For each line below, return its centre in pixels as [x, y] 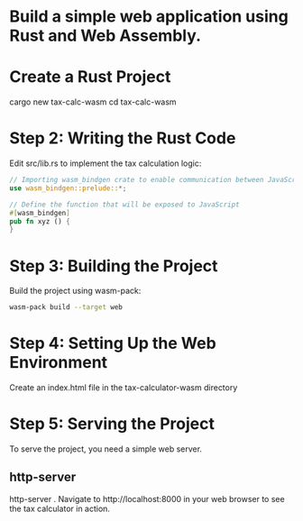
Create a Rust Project [90, 77]
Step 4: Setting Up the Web [113, 343]
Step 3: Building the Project [114, 265]
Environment [59, 363]
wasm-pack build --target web [66, 307]
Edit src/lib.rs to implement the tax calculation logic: [106, 163]
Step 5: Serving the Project [112, 424]
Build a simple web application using [149, 17]
